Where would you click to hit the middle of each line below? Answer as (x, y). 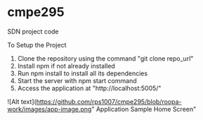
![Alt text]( (22, 101)
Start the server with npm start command (77, 80)
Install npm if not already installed (66, 66)
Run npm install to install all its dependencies (83, 73)
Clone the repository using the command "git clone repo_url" (105, 58)
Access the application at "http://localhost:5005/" (89, 88)
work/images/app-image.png (50, 109)
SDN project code (33, 31)
